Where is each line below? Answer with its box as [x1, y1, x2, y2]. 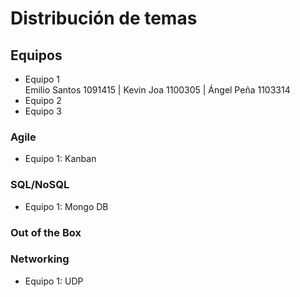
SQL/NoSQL [10, 178, 70, 192]
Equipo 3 [24, 105, 63, 117]
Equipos [10, 47, 63, 64]
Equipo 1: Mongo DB [24, 200, 109, 212]
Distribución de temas [10, 7, 198, 30]
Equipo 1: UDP [24, 275, 84, 287]
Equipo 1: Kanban [24, 153, 97, 165]
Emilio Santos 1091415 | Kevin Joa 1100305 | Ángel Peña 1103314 [24, 84, 291, 96]
